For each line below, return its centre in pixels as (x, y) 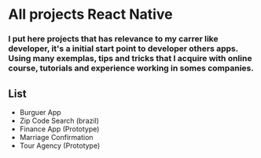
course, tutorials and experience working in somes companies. (131, 68)
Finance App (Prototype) (59, 129)
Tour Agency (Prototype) (60, 145)
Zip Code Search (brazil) (59, 120)
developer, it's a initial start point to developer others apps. (123, 48)
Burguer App (40, 112)
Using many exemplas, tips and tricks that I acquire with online (130, 59)
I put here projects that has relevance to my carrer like (113, 39)
